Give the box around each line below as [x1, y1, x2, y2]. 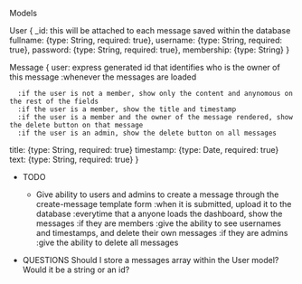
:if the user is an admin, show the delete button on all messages [17, 128, 278, 137]
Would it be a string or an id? [22, 264, 130, 275]
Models [9, 8, 38, 18]
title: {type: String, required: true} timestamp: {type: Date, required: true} [9, 145, 279, 155]
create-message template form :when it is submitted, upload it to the [35, 199, 292, 209]
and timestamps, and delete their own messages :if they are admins [35, 228, 288, 238]
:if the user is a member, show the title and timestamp [17, 105, 237, 114]
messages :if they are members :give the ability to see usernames [35, 218, 282, 229]
